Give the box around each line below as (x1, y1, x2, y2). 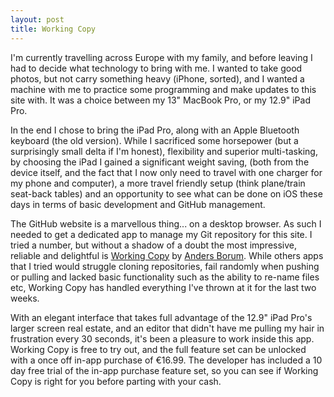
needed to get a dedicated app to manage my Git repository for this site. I (10, 228, 313, 240)
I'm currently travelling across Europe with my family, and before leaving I (10, 51, 313, 63)
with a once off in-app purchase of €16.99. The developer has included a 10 (10, 354, 323, 366)
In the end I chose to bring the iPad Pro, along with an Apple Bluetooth (10, 124, 300, 136)
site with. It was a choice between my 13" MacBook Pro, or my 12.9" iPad (10, 94, 311, 106)
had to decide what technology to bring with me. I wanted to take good (10, 62, 303, 74)
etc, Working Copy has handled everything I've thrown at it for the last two (10, 281, 317, 293)
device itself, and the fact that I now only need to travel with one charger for (10, 166, 323, 178)
